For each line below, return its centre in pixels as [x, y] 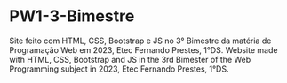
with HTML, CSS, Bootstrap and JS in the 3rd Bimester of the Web [130, 59]
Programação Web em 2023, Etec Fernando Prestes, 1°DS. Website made [143, 49]
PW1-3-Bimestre [72, 16]
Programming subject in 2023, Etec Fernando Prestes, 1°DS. [119, 69]
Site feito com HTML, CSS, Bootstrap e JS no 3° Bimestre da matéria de [140, 41]
